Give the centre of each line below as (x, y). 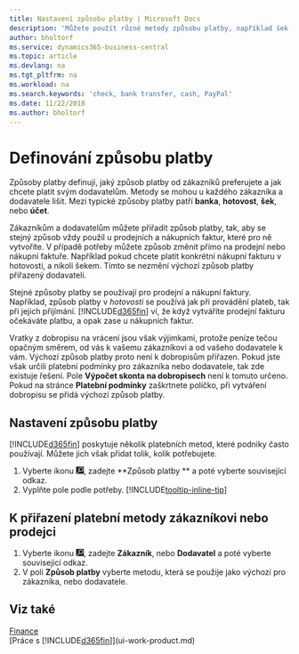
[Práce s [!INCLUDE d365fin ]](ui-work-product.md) (102, 640)
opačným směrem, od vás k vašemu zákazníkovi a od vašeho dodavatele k (146, 348)
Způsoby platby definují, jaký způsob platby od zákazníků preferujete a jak (145, 182)
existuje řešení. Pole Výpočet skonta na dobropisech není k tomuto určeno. (149, 376)
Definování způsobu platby (111, 158)
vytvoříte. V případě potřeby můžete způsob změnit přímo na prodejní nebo (148, 247)
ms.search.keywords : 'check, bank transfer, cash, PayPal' (121, 93)
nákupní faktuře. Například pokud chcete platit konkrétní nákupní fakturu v (145, 256)
